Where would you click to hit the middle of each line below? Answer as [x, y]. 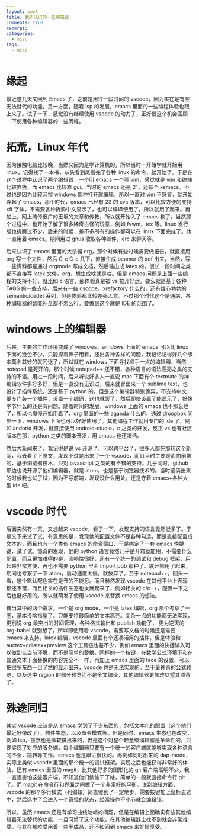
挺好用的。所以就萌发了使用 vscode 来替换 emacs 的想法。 [88, 595]
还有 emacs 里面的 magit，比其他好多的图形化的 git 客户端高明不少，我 [103, 770]
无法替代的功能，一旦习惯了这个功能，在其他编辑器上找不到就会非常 [99, 819]
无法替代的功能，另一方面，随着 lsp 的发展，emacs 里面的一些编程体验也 [95, 106]
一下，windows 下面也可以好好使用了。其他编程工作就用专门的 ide [92, 420]
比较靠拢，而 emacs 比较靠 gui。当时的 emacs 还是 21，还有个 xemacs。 [95, 187]
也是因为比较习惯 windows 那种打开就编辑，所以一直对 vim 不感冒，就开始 [102, 194]
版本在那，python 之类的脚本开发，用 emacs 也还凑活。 [74, 435]
